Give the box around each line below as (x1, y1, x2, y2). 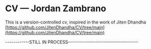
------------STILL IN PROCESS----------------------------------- (5, 39, 138, 45)
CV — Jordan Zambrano (5, 3, 107, 14)
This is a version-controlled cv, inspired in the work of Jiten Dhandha (5, 19, 147, 25)
